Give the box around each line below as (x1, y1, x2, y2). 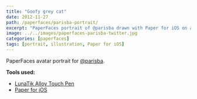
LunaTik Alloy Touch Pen (14, 80, 74, 87)
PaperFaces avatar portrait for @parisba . (6, 57, 105, 64)
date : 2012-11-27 (6, 14, 49, 20)
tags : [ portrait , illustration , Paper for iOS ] (6, 42, 125, 47)
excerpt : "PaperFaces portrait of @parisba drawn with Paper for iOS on (6, 25, 188, 31)
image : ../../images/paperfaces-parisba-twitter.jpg (6, 30, 138, 36)
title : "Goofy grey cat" (6, 8, 67, 15)
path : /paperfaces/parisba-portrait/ (6, 19, 98, 25)
